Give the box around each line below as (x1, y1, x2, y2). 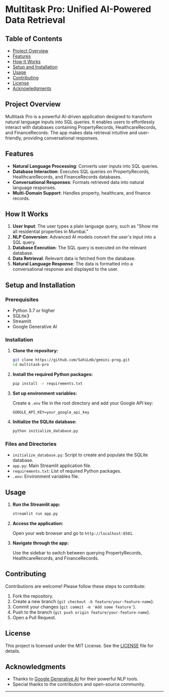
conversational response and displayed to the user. (12, 266, 119, 272)
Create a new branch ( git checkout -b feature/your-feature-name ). (12, 598, 154, 605)
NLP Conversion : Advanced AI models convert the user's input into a (12, 234, 156, 240)
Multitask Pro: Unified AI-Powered (5, 4, 151, 15)
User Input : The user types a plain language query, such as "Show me (12, 223, 158, 229)
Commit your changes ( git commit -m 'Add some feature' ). (12, 603, 137, 610)
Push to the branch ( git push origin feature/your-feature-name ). (12, 609, 150, 615)
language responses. (12, 184, 56, 191)
